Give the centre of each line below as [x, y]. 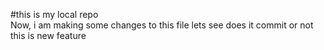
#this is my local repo [54, 14]
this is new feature [48, 35]
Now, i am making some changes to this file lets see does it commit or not [162, 25]
